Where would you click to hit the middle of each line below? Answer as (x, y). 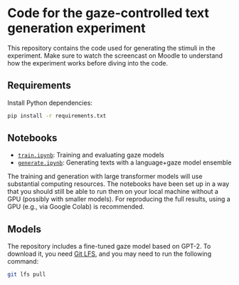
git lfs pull (27, 275)
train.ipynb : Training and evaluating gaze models (91, 155)
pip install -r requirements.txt (57, 115)
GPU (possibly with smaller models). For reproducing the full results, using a (119, 199)
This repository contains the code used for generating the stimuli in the (111, 48)
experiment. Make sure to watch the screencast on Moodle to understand (115, 56)
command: (23, 261)
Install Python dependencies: (50, 103)
